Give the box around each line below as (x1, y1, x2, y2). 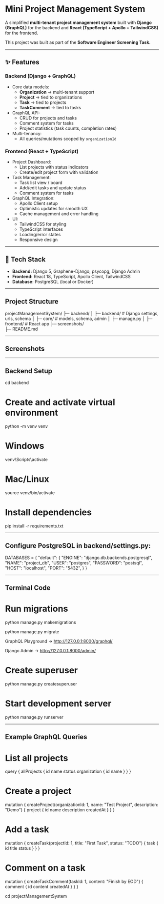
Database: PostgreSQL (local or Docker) (12, 279, 94, 284)
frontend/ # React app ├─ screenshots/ (5, 321, 84, 326)
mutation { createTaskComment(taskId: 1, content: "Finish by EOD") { (5, 879, 143, 884)
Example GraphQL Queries (5, 733, 87, 741)
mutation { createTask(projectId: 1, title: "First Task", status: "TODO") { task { (5, 840, 159, 846)
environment (5, 407, 59, 418)
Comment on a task (5, 863, 85, 874)
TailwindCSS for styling (19, 221, 67, 227)
